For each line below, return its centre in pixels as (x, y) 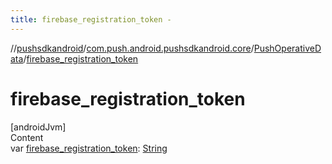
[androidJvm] (38, 127)
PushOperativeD (287, 48)
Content (27, 137)
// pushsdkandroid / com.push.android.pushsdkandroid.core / (132, 48)
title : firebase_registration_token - (91, 19)
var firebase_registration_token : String (89, 148)
